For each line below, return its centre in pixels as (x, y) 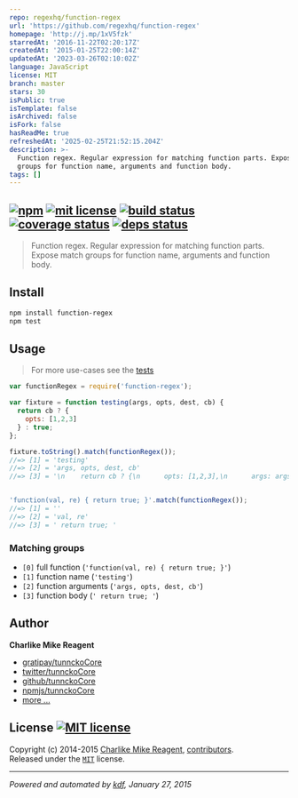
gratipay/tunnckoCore (62, 662)
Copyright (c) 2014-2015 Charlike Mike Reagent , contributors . (122, 749)
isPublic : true (37, 100)
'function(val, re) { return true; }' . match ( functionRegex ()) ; (129, 500)
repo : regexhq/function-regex (65, 17)
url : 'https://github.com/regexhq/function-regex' (105, 26)
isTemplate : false (43, 108)
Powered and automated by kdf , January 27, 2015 (101, 784)
